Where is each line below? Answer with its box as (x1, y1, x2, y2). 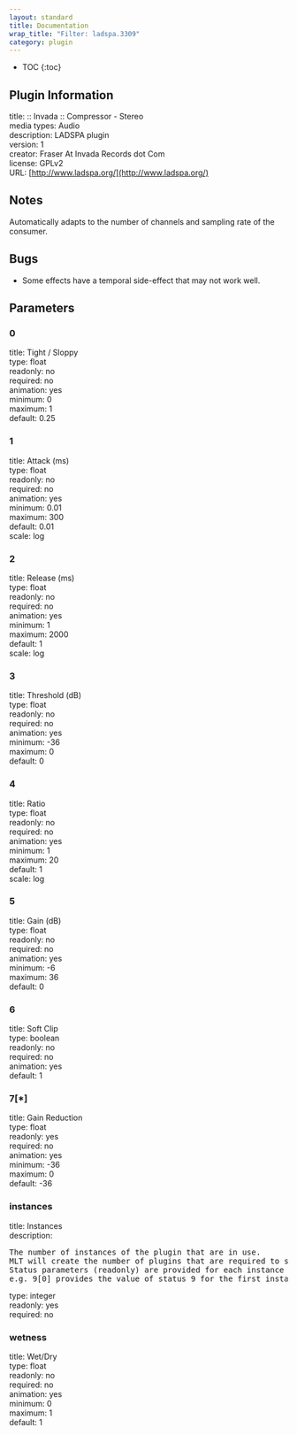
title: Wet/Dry (9, 1351, 57, 1362)
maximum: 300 (9, 511, 65, 522)
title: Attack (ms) (9, 455, 70, 465)
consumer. (9, 226, 49, 236)
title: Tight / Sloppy (9, 347, 79, 358)
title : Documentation (9, 21, 89, 30)
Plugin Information (9, 88, 114, 103)
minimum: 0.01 (9, 502, 62, 513)
